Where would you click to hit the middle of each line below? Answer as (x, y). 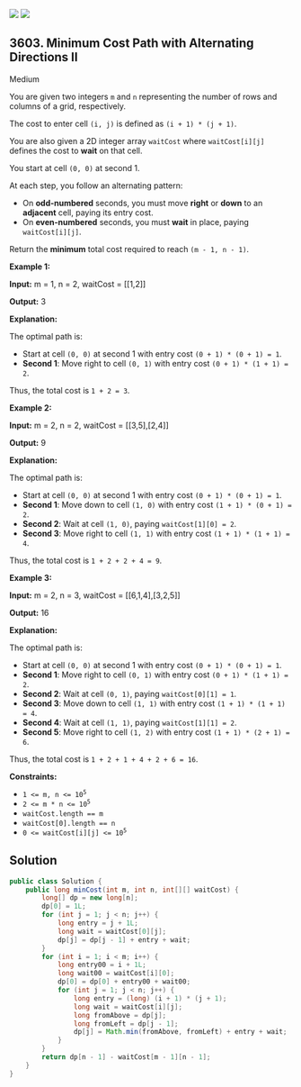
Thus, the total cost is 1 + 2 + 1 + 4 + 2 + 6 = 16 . (104, 759)
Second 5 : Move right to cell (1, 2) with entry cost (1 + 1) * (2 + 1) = (156, 732)
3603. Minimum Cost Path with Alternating (132, 44)
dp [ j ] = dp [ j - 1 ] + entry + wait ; (124, 940)
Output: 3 (28, 301)
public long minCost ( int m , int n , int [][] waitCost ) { (133, 890)
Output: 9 (28, 442)
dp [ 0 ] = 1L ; (64, 906)
